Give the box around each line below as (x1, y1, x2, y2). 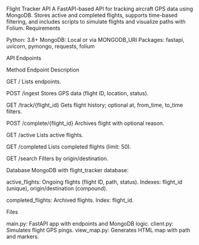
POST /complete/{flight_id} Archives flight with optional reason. (6, 119, 165, 127)
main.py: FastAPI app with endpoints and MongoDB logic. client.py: (6, 220, 174, 227)
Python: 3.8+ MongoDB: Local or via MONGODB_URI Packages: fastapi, (6, 36, 184, 43)
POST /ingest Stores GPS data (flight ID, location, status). (6, 90, 149, 96)
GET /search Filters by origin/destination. (6, 155, 109, 162)
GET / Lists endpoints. (6, 78, 62, 85)
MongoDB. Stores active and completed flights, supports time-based (6, 12, 178, 19)
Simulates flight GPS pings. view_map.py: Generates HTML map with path (6, 227, 191, 233)
